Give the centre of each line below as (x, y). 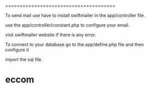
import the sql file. (24, 59)
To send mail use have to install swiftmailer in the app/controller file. (75, 15)
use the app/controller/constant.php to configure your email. (67, 25)
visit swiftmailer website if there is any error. (51, 35)
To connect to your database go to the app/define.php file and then (74, 44)
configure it (17, 50)
